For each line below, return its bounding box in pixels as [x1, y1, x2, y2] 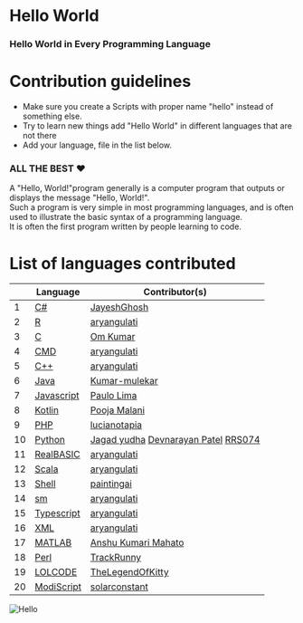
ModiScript [34, 580, 81, 593]
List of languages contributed [9, 253, 237, 273]
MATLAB [34, 536, 72, 549]
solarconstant [90, 580, 149, 593]
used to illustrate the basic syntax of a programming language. [9, 212, 242, 223]
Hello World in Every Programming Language [9, 38, 211, 51]
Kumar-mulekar [90, 375, 158, 388]
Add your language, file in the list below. [22, 139, 173, 150]
